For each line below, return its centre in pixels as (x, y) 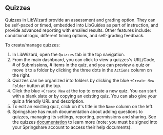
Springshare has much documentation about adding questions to (77, 112)
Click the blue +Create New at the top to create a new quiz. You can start (84, 90)
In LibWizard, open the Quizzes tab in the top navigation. (69, 54)
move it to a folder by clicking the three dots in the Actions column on (82, 70)
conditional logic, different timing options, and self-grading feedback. (75, 35)
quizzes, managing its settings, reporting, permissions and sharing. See (84, 116)
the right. (21, 75)
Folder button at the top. (37, 86)
